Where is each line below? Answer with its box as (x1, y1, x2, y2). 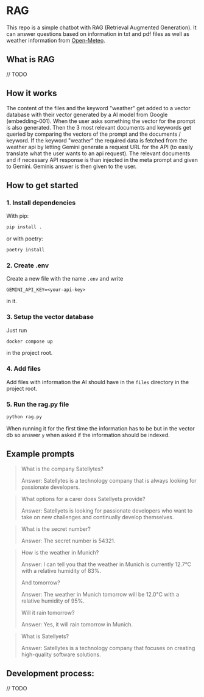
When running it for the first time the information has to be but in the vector (6, 424, 195, 432)
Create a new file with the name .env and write (6, 275, 124, 282)
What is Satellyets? (21, 632, 69, 640)
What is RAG (6, 54, 55, 65)
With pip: (6, 212, 29, 220)
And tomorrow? (21, 579, 61, 586)
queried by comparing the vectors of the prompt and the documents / (6, 130, 181, 138)
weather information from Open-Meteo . (6, 37, 105, 44)
